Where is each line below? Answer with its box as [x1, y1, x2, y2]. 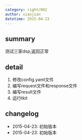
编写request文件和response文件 [12, 83, 78, 89]
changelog [5, 109, 39, 118]
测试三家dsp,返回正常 [5, 48, 49, 54]
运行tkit [12, 95, 28, 101]
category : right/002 [5, 7, 48, 12]
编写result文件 [12, 89, 41, 95]
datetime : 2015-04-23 [5, 16, 50, 21]
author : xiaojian [5, 12, 41, 17]
